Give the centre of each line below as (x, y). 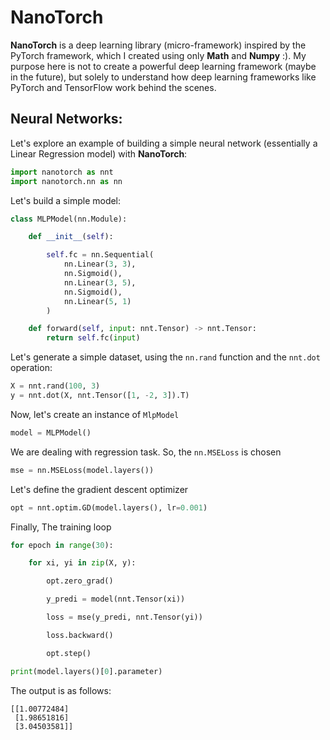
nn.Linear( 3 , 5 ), (100, 282)
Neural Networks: (66, 119)
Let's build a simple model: (66, 200)
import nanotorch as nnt (62, 172)
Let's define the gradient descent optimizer (99, 489)
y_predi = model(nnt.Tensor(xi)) (116, 599)
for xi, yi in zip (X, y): (82, 563)
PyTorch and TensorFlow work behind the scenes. (113, 87)
